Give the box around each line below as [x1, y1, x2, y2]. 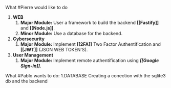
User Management [12, 52, 54, 58]
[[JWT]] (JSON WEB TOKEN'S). [20, 47, 88, 52]
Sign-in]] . [20, 63, 41, 69]
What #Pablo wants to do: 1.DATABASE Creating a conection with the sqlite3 [5, 73, 166, 78]
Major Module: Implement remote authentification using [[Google [20, 57, 159, 63]
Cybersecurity [12, 36, 45, 42]
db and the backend [5, 78, 48, 84]
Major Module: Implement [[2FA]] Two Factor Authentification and [20, 41, 161, 47]
